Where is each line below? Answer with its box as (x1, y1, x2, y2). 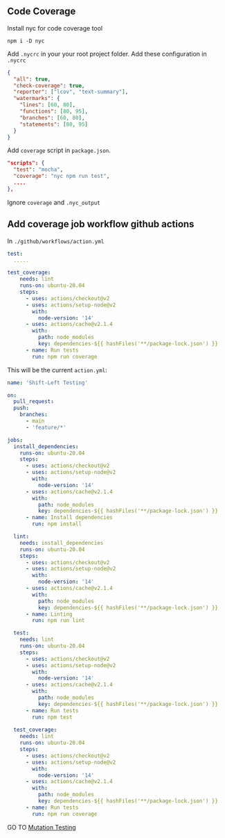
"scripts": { (7, 160, 45, 167)
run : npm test (32, 714, 73, 721)
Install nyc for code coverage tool (7, 24, 103, 32)
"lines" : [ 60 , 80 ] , (19, 101, 76, 108)
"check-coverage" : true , (13, 82, 85, 89)
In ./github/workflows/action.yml (7, 236, 105, 245)
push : (13, 404, 30, 412)
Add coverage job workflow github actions (7, 218, 195, 230)
